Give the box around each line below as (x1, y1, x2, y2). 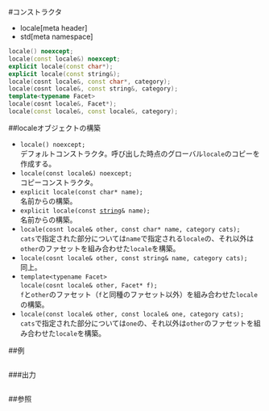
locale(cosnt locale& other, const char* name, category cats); (19, 225, 241, 233)
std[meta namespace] (19, 31, 93, 41)
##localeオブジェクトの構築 (8, 123, 101, 132)
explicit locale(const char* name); (19, 188, 143, 196)
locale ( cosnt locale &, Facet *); (8, 100, 117, 108)
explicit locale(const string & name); (19, 207, 151, 215)
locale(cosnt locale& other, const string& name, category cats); (19, 254, 248, 262)
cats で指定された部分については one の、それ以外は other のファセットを (19, 318, 255, 328)
